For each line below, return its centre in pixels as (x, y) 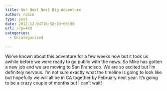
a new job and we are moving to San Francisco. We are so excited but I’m (80, 67)
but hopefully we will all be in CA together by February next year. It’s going (82, 77)
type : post (16, 19)
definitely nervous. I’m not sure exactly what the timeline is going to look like (83, 72)
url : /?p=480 (19, 28)
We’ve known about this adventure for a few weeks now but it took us (77, 56)
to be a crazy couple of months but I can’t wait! (54, 82)
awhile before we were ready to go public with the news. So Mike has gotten (84, 61)
